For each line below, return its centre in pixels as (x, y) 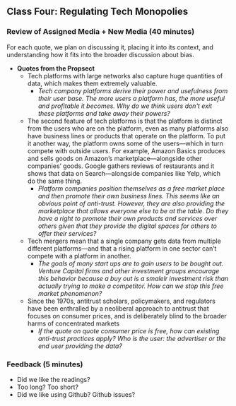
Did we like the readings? (53, 379)
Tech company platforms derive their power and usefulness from (133, 90)
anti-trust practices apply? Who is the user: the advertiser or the (132, 338)
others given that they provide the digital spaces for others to (127, 226)
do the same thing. (55, 181)
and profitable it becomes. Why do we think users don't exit (125, 106)
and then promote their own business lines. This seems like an (129, 196)
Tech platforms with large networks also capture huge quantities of (125, 76)
